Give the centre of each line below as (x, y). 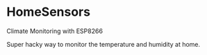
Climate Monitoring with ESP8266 (55, 31)
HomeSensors (49, 12)
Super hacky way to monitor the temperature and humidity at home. (104, 44)
